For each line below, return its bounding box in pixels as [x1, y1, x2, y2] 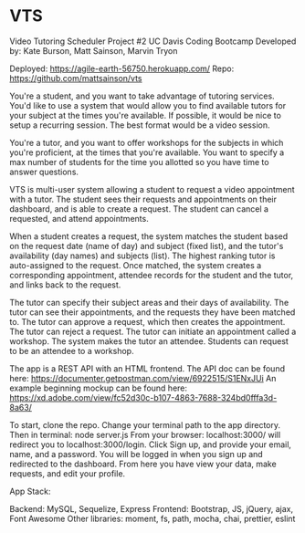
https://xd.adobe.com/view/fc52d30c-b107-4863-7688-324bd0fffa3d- [9, 392, 278, 402]
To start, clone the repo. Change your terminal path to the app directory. [9, 419, 281, 430]
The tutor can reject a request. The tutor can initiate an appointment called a [9, 326, 297, 337]
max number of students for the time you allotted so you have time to [9, 156, 269, 167]
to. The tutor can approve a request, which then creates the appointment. [9, 316, 286, 327]
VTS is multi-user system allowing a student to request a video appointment [9, 183, 295, 194]
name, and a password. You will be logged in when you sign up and [9, 448, 263, 459]
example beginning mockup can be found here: [9, 382, 188, 393]
